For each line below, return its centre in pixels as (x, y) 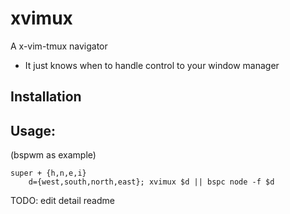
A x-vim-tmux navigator (59, 46)
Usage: (33, 130)
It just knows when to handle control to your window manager (152, 65)
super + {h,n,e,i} (48, 173)
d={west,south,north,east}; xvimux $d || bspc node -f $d (151, 182)
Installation (46, 97)
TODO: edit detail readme (62, 201)
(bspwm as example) (53, 155)
